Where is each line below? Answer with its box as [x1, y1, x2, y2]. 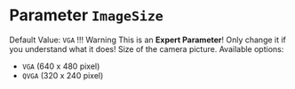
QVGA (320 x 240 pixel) [21, 70, 104, 80]
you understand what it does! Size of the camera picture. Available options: [9, 43, 284, 54]
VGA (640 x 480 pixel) [21, 61, 100, 71]
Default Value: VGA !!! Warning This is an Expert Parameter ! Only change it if [9, 34, 287, 45]
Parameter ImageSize [9, 5, 164, 26]
